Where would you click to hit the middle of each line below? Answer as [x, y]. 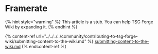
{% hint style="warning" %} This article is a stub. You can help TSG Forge [79, 22]
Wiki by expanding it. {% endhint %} [41, 27]
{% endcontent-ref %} [44, 46]
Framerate [26, 8]
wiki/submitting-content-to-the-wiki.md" [46, 41]
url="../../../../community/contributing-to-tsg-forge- [87, 36]
